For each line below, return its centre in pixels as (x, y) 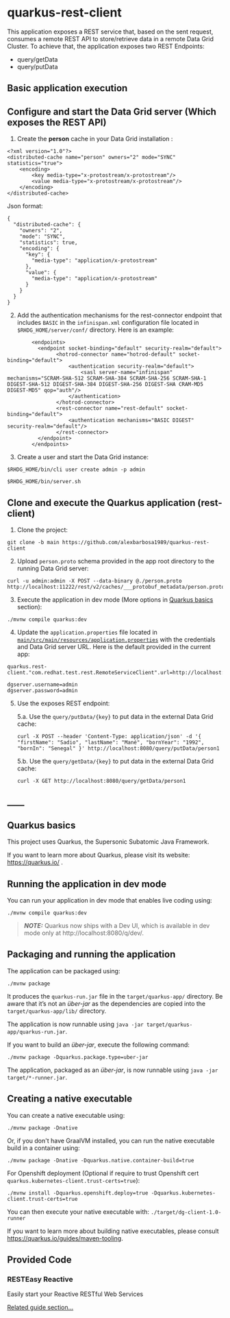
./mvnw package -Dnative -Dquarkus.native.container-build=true (101, 1160)
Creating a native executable (69, 1099)
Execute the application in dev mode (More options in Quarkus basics (115, 599)
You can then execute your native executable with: (78, 1212)
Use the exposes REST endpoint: (63, 703)
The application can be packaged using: (64, 971)
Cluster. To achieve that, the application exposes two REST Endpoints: (106, 46)
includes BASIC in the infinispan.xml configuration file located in (108, 323)
